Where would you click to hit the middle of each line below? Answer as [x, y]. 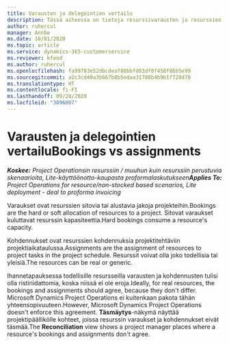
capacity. [20, 227]
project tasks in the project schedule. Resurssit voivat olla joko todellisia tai [112, 255]
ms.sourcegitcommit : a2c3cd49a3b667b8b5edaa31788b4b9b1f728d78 [99, 77]
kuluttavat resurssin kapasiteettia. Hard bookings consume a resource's [107, 219]
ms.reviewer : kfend [35, 58]
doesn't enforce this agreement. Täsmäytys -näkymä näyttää [93, 312]
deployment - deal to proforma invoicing [64, 192]
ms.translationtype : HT [41, 84]
